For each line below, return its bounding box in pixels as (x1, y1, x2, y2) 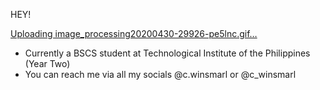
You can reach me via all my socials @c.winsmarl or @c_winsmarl (24, 69, 297, 80)
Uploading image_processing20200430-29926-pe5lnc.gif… (10, 28, 258, 39)
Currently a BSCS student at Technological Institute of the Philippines (24, 47, 311, 59)
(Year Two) (24, 58, 71, 69)
